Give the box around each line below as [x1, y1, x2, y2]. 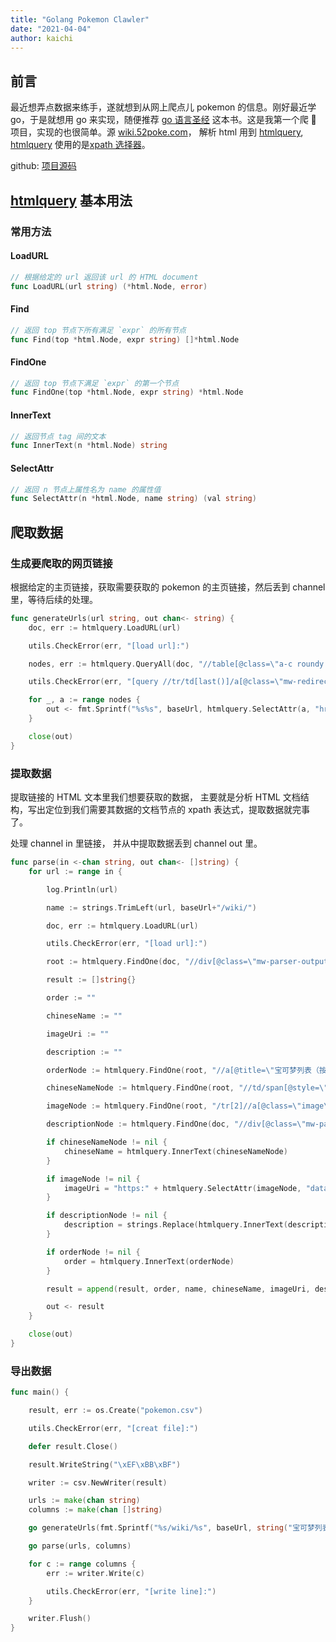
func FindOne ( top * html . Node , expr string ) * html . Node [10, 387, 244, 398]
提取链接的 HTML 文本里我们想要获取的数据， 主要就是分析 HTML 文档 [10, 791, 301, 803]
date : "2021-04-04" [10, 24, 92, 34]
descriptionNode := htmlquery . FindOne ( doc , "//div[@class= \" [46, 1119, 307, 1130]
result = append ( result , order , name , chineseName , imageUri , [46, 1284, 311, 1294]
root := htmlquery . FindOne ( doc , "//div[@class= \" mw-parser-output [46, 957, 329, 967]
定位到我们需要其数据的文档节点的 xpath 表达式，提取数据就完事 [44, 804, 310, 815]
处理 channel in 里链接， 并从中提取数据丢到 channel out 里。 [10, 837, 263, 849]
